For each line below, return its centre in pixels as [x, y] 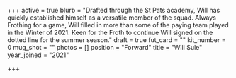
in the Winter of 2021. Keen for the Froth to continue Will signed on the [110, 32]
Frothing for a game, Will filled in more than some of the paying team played [118, 25]
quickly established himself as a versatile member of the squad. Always [112, 18]
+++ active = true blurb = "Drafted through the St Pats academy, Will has [114, 10]
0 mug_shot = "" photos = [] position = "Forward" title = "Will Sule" [105, 47]
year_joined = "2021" [38, 55]
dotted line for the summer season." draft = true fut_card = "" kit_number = [117, 40]
